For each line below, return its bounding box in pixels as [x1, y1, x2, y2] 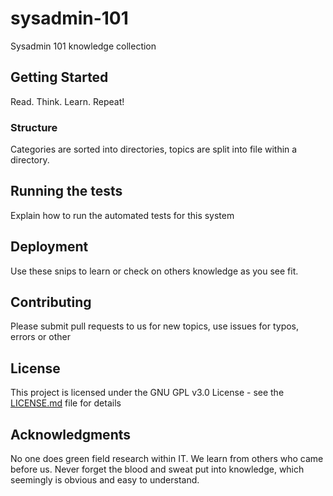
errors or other [10, 331, 71, 343]
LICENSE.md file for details [10, 397, 122, 409]
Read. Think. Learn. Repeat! [10, 95, 125, 107]
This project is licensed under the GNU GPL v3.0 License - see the [10, 387, 285, 399]
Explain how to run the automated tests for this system [10, 209, 235, 221]
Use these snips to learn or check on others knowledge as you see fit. [10, 265, 299, 277]
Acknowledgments [10, 426, 132, 443]
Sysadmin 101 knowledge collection [10, 40, 157, 52]
